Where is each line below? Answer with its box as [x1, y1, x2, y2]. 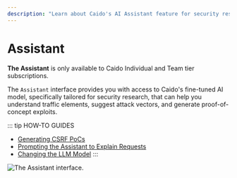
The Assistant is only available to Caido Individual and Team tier [7, 64, 195, 72]
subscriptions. [7, 71, 49, 80]
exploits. [32, 107, 58, 116]
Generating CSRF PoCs [17, 134, 86, 143]
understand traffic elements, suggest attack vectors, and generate [7, 100, 200, 108]
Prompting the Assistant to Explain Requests [17, 142, 147, 151]
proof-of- [201, 100, 229, 108]
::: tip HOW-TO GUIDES [7, 121, 75, 129]
